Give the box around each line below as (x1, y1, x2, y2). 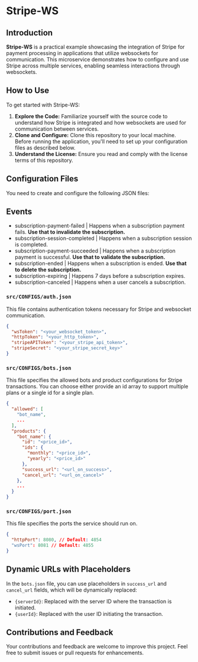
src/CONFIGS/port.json (6, 508, 72, 515)
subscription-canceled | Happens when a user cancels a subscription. (14, 279, 186, 286)
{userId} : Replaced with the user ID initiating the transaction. (14, 610, 164, 617)
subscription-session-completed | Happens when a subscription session (14, 235, 192, 242)
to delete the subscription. (14, 266, 82, 273)
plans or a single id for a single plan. (6, 389, 95, 397)
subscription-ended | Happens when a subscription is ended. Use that (14, 260, 187, 267)
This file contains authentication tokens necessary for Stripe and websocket (6, 306, 191, 313)
